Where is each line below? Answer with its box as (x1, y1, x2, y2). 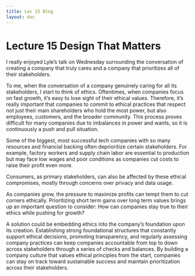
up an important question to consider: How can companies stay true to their (6, 203, 189, 211)
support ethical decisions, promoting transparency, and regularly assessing (6, 233, 188, 240)
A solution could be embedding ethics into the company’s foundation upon (6, 220, 185, 228)
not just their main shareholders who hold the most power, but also (6, 107, 167, 114)
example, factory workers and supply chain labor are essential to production (6, 150, 190, 157)
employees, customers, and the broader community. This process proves (6, 113, 182, 120)
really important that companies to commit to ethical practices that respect (6, 101, 186, 108)
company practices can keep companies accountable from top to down (6, 239, 178, 246)
